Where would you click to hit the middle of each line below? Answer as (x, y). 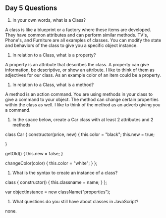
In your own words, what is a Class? (49, 20)
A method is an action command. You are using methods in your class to (79, 94)
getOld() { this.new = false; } (34, 153)
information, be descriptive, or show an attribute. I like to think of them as (80, 70)
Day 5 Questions (31, 8)
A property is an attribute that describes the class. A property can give (77, 64)
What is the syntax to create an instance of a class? (65, 173)
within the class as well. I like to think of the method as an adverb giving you (83, 105)
